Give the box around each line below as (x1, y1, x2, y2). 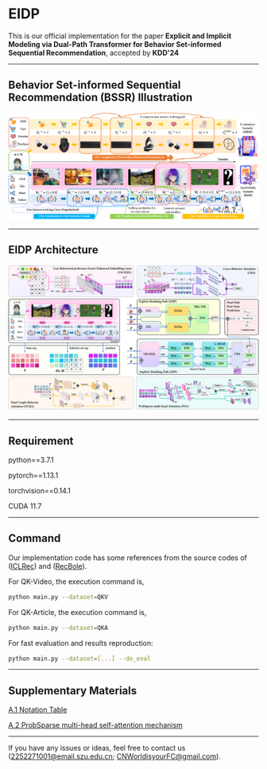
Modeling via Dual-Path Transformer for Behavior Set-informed (8, 39, 222, 48)
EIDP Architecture (8, 243, 99, 257)
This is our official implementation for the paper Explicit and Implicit (8, 31, 232, 41)
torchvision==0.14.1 (8, 485, 72, 495)
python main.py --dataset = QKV (8, 593, 109, 601)
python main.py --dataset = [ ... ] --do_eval (8, 655, 151, 663)
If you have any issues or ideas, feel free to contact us (8, 744, 186, 753)
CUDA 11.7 (8, 501, 42, 511)
